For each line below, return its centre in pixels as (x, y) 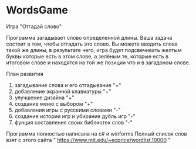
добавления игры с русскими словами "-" (67, 110)
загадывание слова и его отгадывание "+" (68, 85)
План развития (25, 74)
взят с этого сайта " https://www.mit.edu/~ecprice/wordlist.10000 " (88, 140)
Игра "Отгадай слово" (34, 26)
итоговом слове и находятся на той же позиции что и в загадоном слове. (98, 63)
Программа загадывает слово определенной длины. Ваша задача (89, 37)
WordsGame (37, 10)
